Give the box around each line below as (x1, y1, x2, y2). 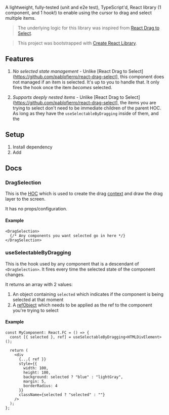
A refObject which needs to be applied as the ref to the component (12, 301, 152, 308)
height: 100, (23, 370, 51, 375)
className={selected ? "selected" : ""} (18, 392, 105, 397)
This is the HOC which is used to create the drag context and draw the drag (5, 191, 163, 197)
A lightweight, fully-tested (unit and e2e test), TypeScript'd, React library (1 (5, 5, 161, 10)
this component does (119, 73, 164, 80)
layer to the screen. (5, 196, 46, 202)
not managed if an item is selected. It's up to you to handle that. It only (12, 79, 160, 85)
